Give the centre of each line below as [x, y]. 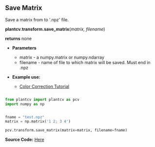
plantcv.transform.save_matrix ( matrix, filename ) [55, 29]
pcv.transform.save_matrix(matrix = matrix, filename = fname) [66, 131]
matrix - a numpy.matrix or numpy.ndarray [62, 57]
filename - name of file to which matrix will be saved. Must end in [85, 62]
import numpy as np [25, 104]
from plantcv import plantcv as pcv [42, 99]
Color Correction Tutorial [44, 86]
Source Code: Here [25, 140]
